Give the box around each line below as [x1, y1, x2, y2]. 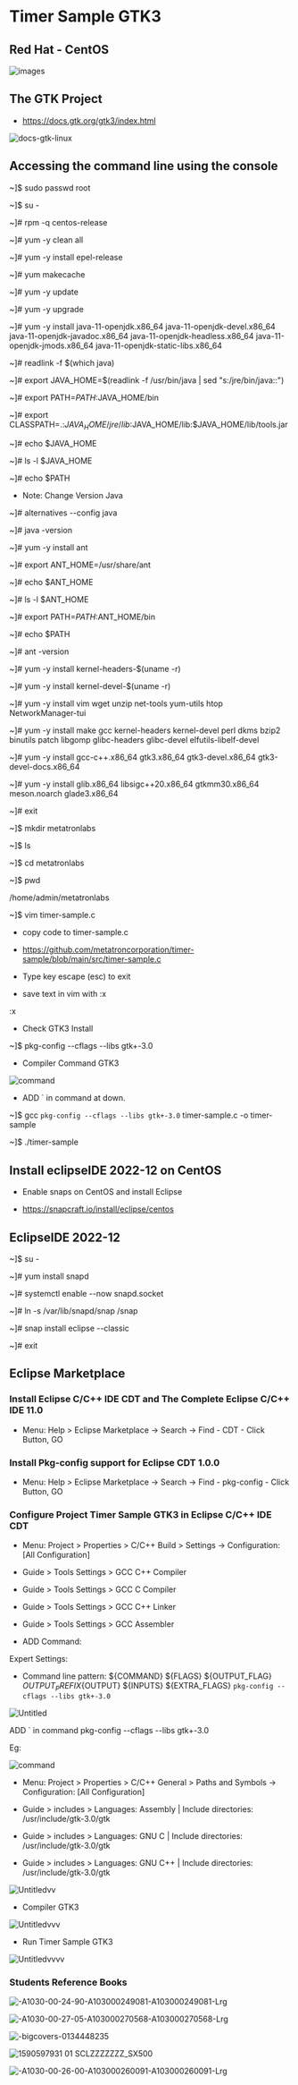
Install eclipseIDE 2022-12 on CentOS [9, 1162, 222, 1178]
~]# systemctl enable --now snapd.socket [9, 1289, 164, 1299]
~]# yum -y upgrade [9, 303, 85, 314]
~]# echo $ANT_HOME [9, 577, 94, 588]
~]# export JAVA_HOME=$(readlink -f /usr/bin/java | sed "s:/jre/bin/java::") [9, 374, 285, 386]
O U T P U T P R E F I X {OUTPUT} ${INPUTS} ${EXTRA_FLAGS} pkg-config [21, 1681, 274, 1693]
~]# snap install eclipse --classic [9, 1323, 129, 1334]
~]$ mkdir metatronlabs [9, 823, 96, 834]
